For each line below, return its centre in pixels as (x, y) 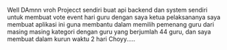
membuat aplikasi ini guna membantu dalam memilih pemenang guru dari (111, 24)
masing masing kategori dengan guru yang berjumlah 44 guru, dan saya (109, 32)
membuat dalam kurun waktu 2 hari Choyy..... (71, 39)
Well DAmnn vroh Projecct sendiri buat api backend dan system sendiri (107, 10)
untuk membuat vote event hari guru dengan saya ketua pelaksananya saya (114, 17)
